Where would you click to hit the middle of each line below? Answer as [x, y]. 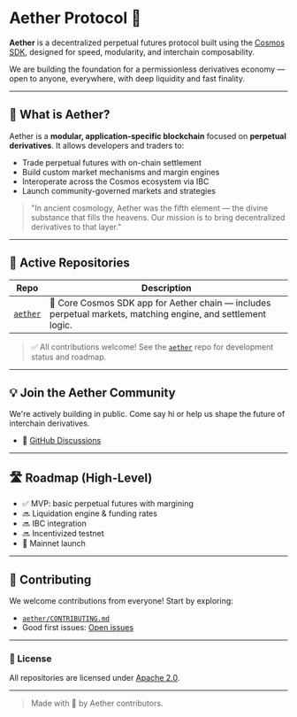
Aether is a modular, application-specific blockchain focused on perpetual [148, 135]
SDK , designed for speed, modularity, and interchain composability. [132, 51]
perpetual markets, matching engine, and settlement [158, 313]
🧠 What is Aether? [60, 115]
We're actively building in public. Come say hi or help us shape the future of [147, 414]
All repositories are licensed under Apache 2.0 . [95, 678]
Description [166, 288]
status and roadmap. [69, 357]
